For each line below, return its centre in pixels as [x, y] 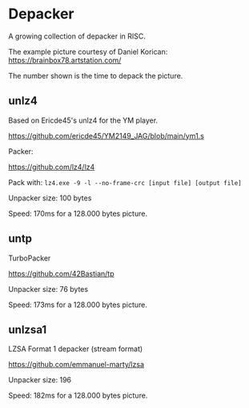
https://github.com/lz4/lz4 [52, 167]
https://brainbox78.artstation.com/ [65, 60]
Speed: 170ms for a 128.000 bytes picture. [78, 213]
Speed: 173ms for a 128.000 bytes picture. [78, 305]
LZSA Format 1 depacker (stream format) [76, 349]
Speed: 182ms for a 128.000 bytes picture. [78, 396]
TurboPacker [30, 258]
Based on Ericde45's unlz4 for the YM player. [83, 120]
